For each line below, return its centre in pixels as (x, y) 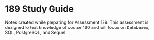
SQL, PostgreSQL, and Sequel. (36, 32)
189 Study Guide (39, 9)
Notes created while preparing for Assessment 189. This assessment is (77, 22)
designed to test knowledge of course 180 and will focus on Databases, (77, 27)
